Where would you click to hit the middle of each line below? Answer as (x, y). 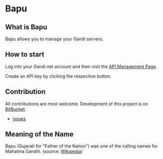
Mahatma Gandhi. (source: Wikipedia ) (44, 152)
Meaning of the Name (39, 134)
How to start (25, 54)
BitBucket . (16, 109)
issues (19, 119)
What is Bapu (26, 27)
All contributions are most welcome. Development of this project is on (77, 104)
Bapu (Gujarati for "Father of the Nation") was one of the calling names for (81, 146)
